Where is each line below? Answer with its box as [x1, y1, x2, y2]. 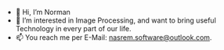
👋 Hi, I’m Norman [15, 8, 70, 16]
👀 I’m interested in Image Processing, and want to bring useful [15, 16, 217, 25]
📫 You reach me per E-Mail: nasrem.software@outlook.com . [15, 33, 212, 42]
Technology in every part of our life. [15, 24, 132, 33]
